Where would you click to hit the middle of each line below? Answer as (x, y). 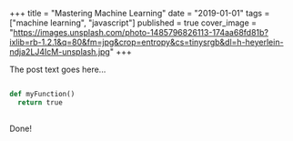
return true (40, 102)
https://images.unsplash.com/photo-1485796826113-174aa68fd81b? (141, 32)
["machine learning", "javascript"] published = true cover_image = (133, 23)
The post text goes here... (58, 69)
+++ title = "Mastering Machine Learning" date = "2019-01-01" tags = (140, 13)
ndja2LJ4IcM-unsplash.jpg (60, 52)
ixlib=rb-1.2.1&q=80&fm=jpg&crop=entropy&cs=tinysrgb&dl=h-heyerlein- (146, 42)
